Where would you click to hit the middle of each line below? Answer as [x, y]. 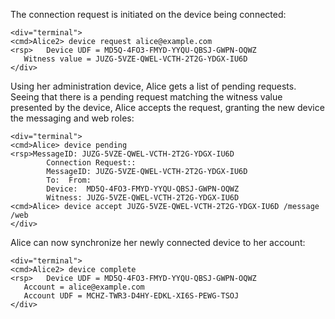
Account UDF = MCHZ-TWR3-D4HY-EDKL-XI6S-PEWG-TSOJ [131, 296]
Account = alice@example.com [84, 287]
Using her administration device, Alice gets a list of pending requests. [153, 86]
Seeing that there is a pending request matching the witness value [146, 97]
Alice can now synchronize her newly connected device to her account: [158, 242]
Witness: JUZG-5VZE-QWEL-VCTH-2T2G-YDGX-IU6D [143, 198]
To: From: [69, 180]
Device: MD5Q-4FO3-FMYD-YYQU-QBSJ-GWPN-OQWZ [143, 189]
